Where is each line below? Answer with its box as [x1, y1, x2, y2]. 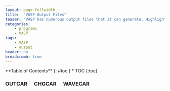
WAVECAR [63, 80, 90, 87]
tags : [5, 36, 17, 41]
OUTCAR [5, 80, 28, 87]
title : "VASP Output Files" [5, 12, 67, 17]
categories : [5, 21, 30, 27]
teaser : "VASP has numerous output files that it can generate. [5, 17, 144, 22]
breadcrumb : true [5, 54, 42, 59]
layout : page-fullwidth [5, 7, 56, 13]
